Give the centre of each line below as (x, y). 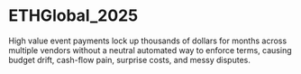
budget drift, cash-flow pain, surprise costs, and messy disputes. (130, 60)
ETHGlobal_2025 (73, 16)
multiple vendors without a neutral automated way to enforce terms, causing (150, 50)
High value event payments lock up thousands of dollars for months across (148, 41)
